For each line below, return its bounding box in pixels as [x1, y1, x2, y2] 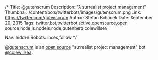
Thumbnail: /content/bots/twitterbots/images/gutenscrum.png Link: [5, 9, 141, 15]
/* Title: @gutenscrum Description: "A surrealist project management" [5, 4, 146, 10]
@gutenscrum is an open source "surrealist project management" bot [5, 44, 146, 50]
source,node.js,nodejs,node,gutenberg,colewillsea [5, 25, 107, 31]
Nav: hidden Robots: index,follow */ [5, 34, 77, 40]
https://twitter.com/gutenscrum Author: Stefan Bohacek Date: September [5, 15, 153, 20]
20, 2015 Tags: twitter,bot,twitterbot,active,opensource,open [5, 20, 128, 26]
